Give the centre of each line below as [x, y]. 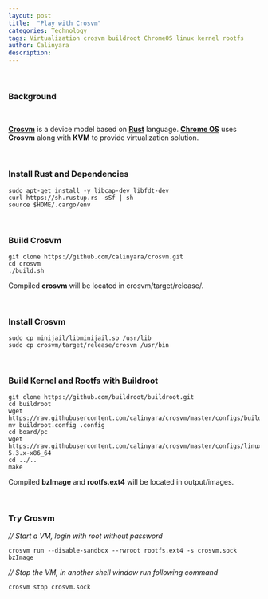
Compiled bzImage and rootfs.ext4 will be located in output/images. [121, 482]
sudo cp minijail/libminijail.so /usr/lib [80, 338]
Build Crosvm [35, 240]
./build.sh [26, 270]
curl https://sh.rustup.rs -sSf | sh [71, 198]
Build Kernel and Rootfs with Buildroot [83, 381]
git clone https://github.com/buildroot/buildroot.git [101, 397]
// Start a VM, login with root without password [86, 536]
